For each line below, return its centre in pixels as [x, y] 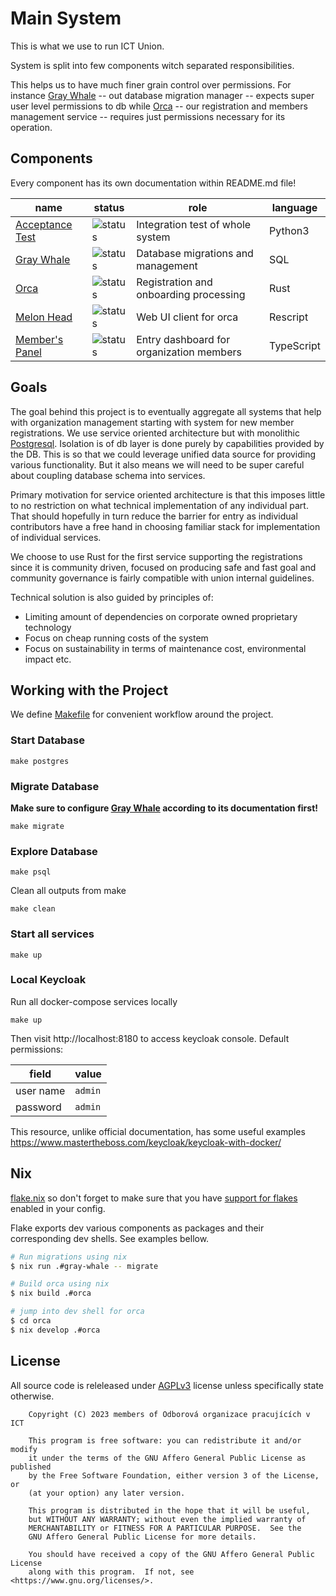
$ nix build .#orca [51, 1293]
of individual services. [56, 537]
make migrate [37, 826]
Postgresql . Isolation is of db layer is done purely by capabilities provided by [167, 443]
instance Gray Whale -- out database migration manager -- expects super [162, 95]
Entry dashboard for [183, 339]
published [31, 1467]
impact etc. [48, 659]
